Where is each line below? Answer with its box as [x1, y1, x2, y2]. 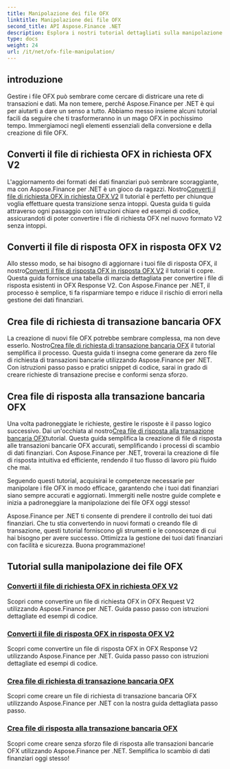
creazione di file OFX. [7, 129, 69, 137]
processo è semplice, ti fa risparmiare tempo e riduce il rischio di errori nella [7, 289, 223, 297]
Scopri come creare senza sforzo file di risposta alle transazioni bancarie [7, 739, 214, 748]
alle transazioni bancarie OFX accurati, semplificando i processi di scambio [7, 441, 220, 449]
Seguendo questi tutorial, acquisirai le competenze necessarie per [7, 476, 195, 484]
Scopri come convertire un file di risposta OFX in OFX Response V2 [7, 644, 198, 653]
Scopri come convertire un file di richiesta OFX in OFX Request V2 [7, 597, 194, 605]
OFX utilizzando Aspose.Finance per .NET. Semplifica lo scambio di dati [7, 746, 211, 755]
